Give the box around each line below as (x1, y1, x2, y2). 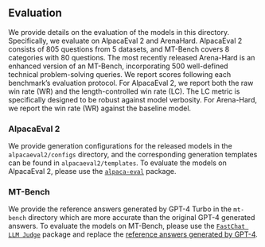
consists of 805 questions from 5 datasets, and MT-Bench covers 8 (8, 44, 230, 54)
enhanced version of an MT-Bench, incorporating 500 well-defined (8, 61, 228, 71)
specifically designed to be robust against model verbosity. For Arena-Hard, (8, 95, 257, 104)
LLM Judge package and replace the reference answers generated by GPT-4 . (8, 230, 259, 239)
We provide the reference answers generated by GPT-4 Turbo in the (8, 204, 232, 214)
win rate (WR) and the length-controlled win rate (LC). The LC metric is (8, 87, 240, 96)
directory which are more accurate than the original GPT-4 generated (27, 213, 255, 222)
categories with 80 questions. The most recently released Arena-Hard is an (8, 52, 255, 62)
